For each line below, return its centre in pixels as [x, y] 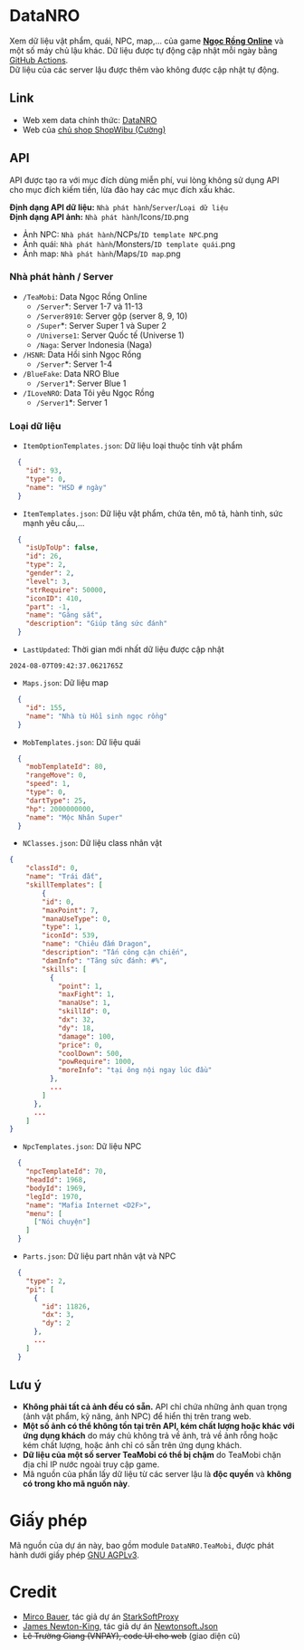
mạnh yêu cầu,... [53, 523]
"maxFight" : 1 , [86, 994]
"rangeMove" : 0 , [57, 775]
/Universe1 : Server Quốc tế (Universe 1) [110, 335]
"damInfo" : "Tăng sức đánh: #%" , [105, 961]
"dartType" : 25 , [57, 801]
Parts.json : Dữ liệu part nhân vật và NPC [99, 1256]
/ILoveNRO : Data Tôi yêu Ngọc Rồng [88, 393]
